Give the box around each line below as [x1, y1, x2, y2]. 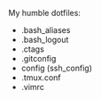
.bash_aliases [20, 25, 71, 35]
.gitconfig [20, 54, 57, 63]
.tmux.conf [20, 72, 61, 83]
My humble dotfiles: [8, 8, 82, 18]
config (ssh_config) [20, 62, 93, 73]
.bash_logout [20, 35, 69, 45]
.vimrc [20, 82, 45, 92]
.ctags [20, 44, 45, 54]
